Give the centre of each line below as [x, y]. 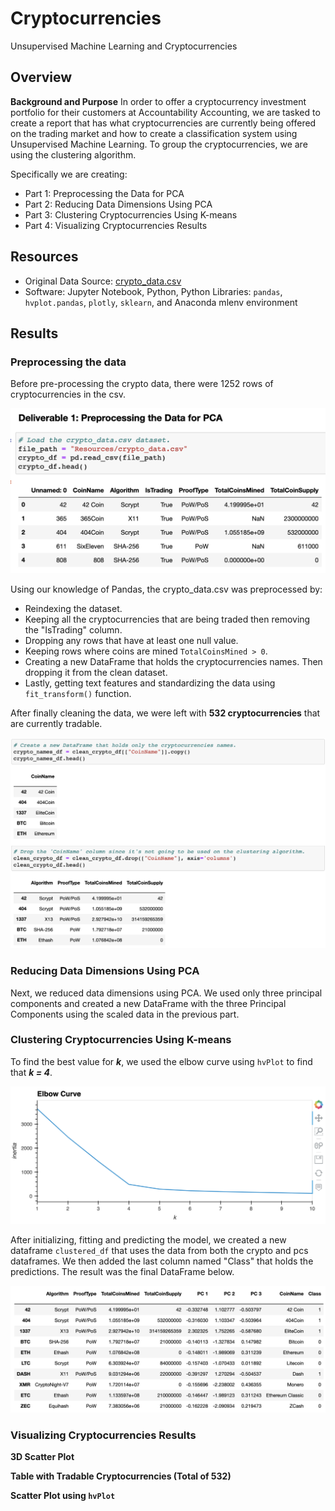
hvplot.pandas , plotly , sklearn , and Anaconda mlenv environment [161, 302]
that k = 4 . [31, 1072]
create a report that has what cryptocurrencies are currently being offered [163, 123]
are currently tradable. [56, 724]
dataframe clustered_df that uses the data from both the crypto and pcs [159, 1250]
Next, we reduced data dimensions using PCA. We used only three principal [166, 993]
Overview [41, 77]
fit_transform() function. [78, 694]
